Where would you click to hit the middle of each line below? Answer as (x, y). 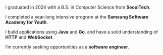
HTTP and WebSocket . (30, 37)
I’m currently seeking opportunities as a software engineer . (67, 47)
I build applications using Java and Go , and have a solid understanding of (82, 32)
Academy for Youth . (26, 22)
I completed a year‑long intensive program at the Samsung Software (77, 17)
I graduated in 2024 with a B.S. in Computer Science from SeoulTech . (78, 7)
